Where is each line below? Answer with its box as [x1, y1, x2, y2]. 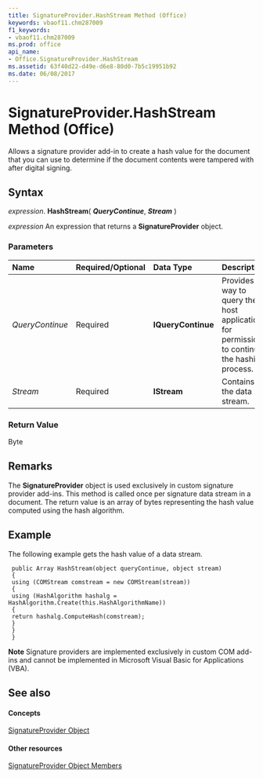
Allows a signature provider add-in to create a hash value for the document [8, 146, 250, 155]
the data [222, 385, 252, 396]
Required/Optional [75, 261, 146, 272]
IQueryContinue [153, 319, 214, 330]
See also [8, 686, 51, 699]
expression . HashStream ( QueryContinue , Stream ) [8, 206, 178, 216]
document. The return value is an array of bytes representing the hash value [8, 497, 254, 506]
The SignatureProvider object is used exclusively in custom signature [8, 480, 233, 490]
